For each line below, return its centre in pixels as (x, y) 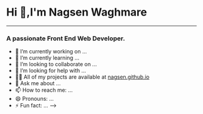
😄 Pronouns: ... (34, 99)
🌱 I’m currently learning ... (47, 58)
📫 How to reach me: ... (44, 90)
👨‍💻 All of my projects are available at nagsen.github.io (82, 77)
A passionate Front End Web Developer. (66, 38)
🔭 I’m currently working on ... (51, 52)
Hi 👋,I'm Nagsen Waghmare (77, 12)
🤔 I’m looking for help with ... (50, 71)
